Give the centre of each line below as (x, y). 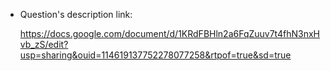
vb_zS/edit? (44, 44)
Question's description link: (76, 14)
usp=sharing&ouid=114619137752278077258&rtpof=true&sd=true (155, 55)
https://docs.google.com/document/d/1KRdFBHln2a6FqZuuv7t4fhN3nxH (170, 33)
